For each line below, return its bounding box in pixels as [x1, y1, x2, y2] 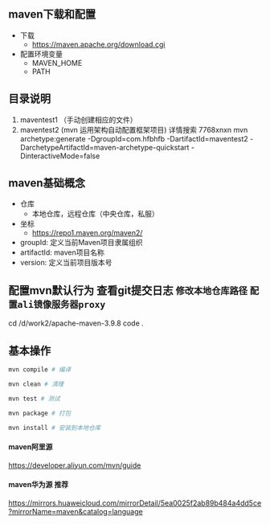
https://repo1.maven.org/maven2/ [31, 228, 143, 238]
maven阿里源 [8, 442, 53, 452]
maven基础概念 [8, 176, 86, 190]
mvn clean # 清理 [8, 380, 64, 388]
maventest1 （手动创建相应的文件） [19, 115, 137, 125]
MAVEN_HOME [31, 58, 83, 68]
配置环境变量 [19, 49, 63, 59]
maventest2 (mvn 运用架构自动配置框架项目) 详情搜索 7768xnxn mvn [19, 125, 248, 134]
